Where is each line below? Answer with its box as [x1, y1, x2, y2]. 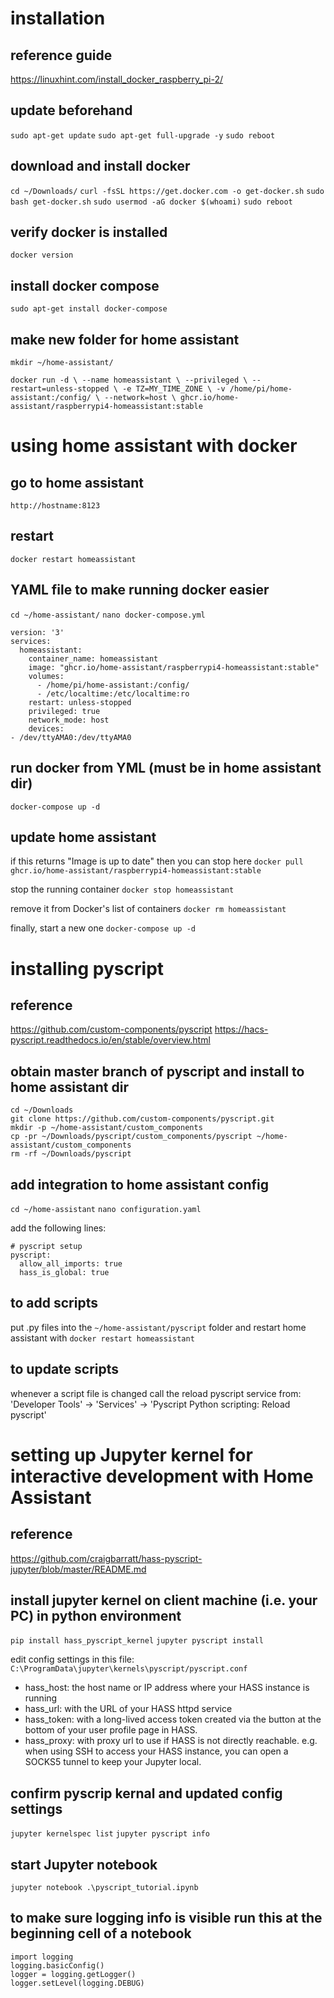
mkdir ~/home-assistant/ [10, 358, 114, 368]
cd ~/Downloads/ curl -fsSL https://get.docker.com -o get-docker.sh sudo [10, 186, 325, 196]
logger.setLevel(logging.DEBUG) [10, 1978, 145, 1988]
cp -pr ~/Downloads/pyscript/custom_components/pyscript [10, 1132, 253, 1142]
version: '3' [10, 627, 65, 637]
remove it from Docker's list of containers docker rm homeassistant [10, 903, 287, 915]
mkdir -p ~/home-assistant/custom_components [10, 1123, 203, 1133]
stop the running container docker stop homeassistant [10, 883, 235, 896]
